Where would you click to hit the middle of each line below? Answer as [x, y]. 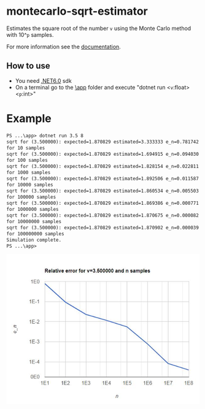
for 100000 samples [31, 197]
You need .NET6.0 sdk [43, 80]
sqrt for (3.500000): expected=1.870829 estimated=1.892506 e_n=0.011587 [103, 178]
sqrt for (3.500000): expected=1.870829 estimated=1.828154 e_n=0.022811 [103, 166]
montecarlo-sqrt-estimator [77, 11]
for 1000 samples [29, 172]
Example [29, 118]
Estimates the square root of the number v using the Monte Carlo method [99, 28]
